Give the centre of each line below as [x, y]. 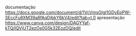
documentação [20, 7]
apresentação [111, 18]
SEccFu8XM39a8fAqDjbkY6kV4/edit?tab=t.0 [51, 18]
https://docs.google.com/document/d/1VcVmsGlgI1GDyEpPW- [68, 12]
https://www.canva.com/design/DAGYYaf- [48, 23]
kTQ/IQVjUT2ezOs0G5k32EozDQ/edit [43, 28]
